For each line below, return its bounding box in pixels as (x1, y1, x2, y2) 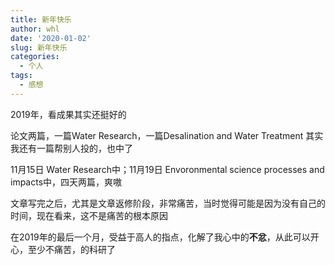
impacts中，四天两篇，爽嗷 (10, 176, 123, 188)
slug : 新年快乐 (10, 42, 68, 53)
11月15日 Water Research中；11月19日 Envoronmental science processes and (10, 163, 325, 175)
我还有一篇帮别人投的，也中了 (10, 142, 133, 154)
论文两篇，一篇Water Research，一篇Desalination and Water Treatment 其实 (10, 129, 324, 141)
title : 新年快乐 (10, 14, 72, 25)
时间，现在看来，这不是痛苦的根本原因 (10, 209, 168, 221)
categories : (10, 52, 60, 62)
